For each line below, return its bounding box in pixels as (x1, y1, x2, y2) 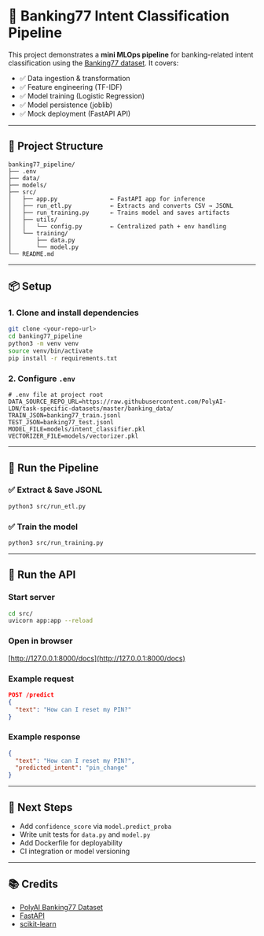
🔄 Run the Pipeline (8, 461, 99, 475)
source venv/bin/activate (8, 347, 93, 355)
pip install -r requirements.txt (8, 354, 118, 362)
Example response (8, 731, 81, 742)
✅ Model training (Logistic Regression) (19, 91, 145, 101)
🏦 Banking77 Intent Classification (8, 7, 230, 25)
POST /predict (8, 690, 55, 699)
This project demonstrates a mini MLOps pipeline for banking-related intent (8, 50, 254, 59)
